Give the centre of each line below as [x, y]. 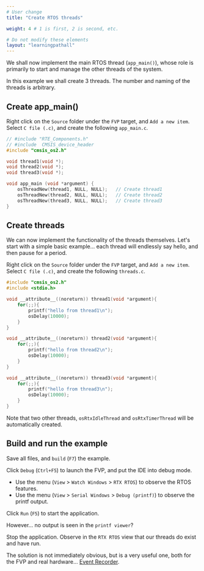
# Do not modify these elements [47, 40]
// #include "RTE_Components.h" [47, 139]
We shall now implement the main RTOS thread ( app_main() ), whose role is [100, 63]
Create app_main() [42, 106]
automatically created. [35, 424]
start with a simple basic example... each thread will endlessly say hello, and [102, 246]
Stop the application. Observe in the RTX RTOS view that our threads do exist [101, 537]
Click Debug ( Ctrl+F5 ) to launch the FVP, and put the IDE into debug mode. [99, 470]
